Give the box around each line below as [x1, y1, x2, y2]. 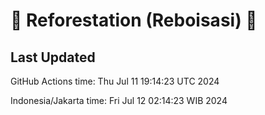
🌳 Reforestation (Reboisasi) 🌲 [10, 9, 258, 32]
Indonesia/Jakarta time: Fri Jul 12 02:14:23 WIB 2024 [10, 95, 228, 106]
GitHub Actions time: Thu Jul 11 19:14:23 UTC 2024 [10, 75, 220, 87]
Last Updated [10, 49, 96, 66]
